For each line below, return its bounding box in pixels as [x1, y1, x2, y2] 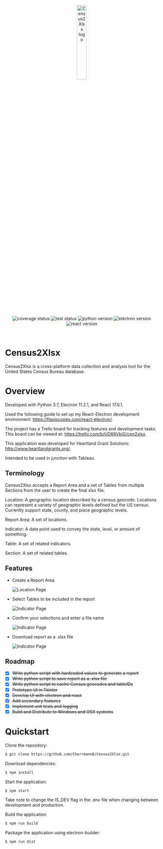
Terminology [5, 469, 45, 478]
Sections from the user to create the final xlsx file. [5, 487, 105, 493]
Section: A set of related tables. [5, 550, 68, 556]
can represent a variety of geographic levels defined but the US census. [5, 502, 150, 508]
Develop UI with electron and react [12, 692, 82, 698]
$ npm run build [5, 821, 38, 826]
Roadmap [5, 657, 35, 665]
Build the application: [5, 811, 48, 817]
